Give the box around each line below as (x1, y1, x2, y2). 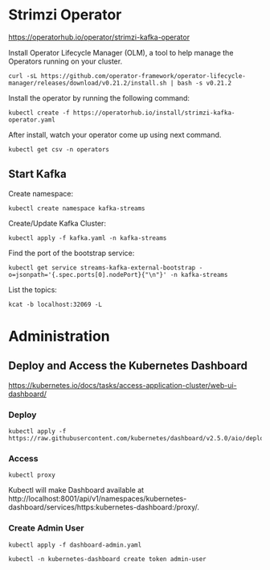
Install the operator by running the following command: (8, 93, 190, 102)
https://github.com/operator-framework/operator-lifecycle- (40, 72, 247, 80)
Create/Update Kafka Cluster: (8, 218, 107, 228)
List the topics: (8, 284, 58, 295)
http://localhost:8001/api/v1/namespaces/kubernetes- (8, 494, 187, 504)
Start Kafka (8, 167, 67, 181)
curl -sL (8, 72, 38, 80)
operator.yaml (8, 115, 56, 124)
